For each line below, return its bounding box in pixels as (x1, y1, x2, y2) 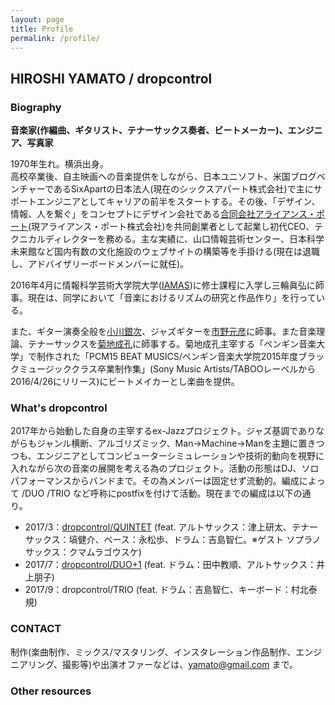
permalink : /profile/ (10, 33, 101, 43)
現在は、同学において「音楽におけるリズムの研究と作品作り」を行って (27, 292, 317, 304)
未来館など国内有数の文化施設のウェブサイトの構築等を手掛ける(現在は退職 (10, 246, 321, 258)
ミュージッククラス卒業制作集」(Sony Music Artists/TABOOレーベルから (18, 363, 317, 375)
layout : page (10, 14, 65, 25)
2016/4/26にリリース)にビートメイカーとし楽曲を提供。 (10, 376, 240, 388)
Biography (10, 100, 62, 114)
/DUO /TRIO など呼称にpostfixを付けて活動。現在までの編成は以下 (21, 487, 294, 500)
